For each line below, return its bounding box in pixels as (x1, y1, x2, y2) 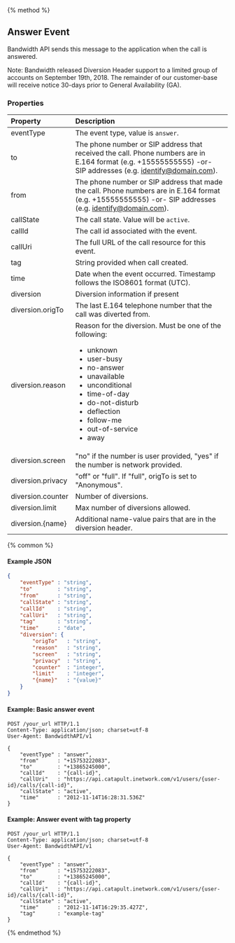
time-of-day (87, 389, 129, 399)
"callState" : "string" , (20, 598, 92, 605)
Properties (7, 98, 44, 108)
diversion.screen (10, 455, 66, 465)
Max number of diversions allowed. (75, 503, 191, 513)
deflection (87, 406, 121, 416)
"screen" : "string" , (32, 651, 101, 658)
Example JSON (7, 557, 52, 565)
